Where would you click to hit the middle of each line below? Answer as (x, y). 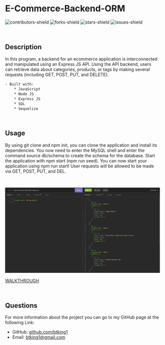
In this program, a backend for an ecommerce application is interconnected (81, 59)
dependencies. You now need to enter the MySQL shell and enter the (75, 150)
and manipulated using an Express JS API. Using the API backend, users (78, 64)
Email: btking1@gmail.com (39, 337)
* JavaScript (27, 89)
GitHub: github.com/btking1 (40, 332)
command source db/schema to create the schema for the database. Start (80, 156)
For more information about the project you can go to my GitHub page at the (82, 318)
